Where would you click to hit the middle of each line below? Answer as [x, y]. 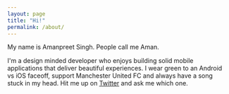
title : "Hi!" [26, 20]
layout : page [26, 14]
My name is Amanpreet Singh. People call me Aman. [83, 47]
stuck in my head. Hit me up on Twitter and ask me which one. [98, 83]
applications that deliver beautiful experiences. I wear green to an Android [115, 69]
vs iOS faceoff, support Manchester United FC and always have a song [110, 76]
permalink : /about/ [36, 27]
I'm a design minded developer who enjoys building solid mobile [100, 61]
